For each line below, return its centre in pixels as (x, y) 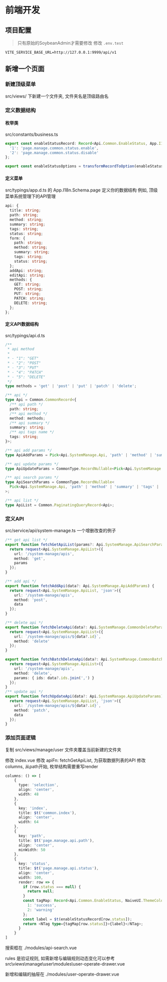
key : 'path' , (32, 836)
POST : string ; (29, 289)
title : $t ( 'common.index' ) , (47, 813)
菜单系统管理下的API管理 (31, 196)
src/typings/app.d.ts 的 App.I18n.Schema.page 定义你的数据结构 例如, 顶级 (82, 190)
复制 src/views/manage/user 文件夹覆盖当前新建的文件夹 (63, 750)
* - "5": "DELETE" (26, 377)
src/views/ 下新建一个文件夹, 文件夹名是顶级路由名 (57, 96)
